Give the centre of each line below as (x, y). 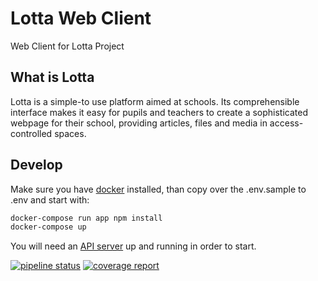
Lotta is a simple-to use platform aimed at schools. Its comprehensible (155, 101)
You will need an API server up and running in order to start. (133, 246)
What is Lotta (52, 77)
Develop (36, 165)
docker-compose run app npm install (86, 218)
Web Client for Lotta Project (67, 46)
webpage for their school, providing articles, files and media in (139, 123)
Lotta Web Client (81, 18)
